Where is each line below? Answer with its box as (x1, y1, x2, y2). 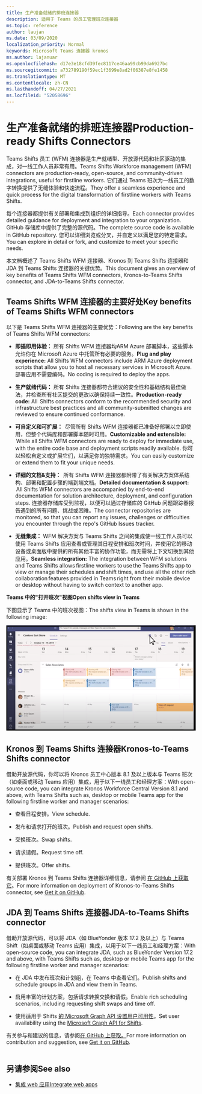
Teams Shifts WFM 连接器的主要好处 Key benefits (6, 296, 192, 307)
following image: (6, 613, 47, 620)
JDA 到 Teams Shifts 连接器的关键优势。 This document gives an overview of (6, 264, 196, 272)
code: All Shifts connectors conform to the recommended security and (14, 397, 192, 405)
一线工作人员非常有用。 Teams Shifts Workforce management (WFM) (22, 162, 192, 170)
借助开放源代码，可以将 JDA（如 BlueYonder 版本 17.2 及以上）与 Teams (6, 934, 185, 941)
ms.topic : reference (6, 22, 58, 28)
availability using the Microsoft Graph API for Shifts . (14, 1019, 143, 1026)
